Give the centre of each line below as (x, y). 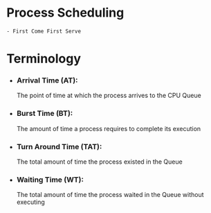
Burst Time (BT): (45, 114)
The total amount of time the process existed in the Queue (99, 162)
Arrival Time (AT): (47, 80)
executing (31, 202)
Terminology (44, 59)
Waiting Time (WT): (50, 180)
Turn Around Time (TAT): (59, 146)
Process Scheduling (65, 13)
